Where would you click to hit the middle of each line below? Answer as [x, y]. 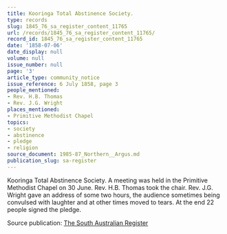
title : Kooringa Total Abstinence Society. [71, 13]
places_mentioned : [33, 109]
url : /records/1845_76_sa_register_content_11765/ [81, 33]
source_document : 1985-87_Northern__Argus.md [73, 155]
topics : [18, 122]
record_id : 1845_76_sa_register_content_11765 [75, 39]
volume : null [26, 58]
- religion [23, 148]
